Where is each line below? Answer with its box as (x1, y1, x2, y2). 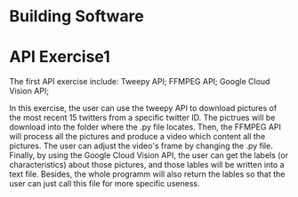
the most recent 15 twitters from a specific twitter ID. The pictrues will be (9, 113, 276, 123)
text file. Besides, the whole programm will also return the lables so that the (9, 169, 286, 179)
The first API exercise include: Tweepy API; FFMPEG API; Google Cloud (9, 76, 270, 87)
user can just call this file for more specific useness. (9, 178, 200, 189)
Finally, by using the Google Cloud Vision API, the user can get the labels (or (9, 150, 289, 161)
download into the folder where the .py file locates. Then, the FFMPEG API (9, 122, 282, 132)
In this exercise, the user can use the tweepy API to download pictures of (9, 103, 278, 114)
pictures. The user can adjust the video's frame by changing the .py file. (9, 140, 273, 152)
